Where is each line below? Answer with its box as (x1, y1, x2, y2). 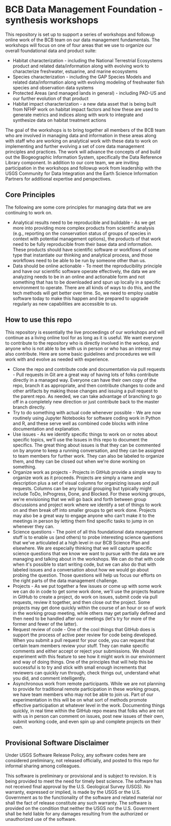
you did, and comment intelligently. (12, 675, 87, 681)
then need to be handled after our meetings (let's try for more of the (12, 615, 155, 621)
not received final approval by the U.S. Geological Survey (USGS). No (5, 784, 151, 790)
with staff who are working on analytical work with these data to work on (5, 138, 158, 144)
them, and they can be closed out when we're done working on (12, 458, 146, 464)
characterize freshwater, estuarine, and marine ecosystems (12, 68, 138, 74)
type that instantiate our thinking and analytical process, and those (12, 252, 153, 258)
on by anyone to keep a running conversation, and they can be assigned (12, 447, 164, 454)
